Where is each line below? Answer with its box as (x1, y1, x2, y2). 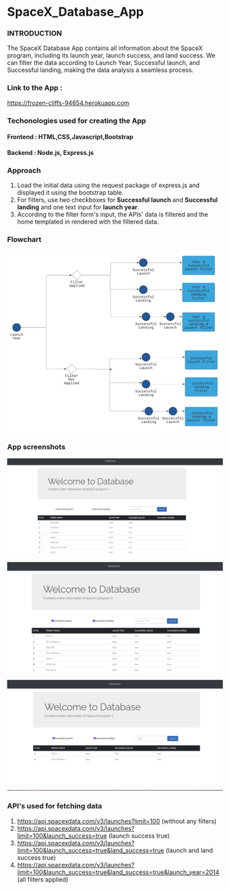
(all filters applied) (16, 875, 68, 883)
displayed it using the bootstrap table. (16, 189, 124, 197)
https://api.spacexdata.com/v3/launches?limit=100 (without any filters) (16, 817, 217, 825)
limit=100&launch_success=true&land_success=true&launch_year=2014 (16, 868, 220, 876)
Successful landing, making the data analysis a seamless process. (7, 66, 194, 74)
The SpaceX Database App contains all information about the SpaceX (7, 44, 203, 52)
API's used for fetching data (7, 802, 103, 811)
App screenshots (7, 442, 66, 452)
